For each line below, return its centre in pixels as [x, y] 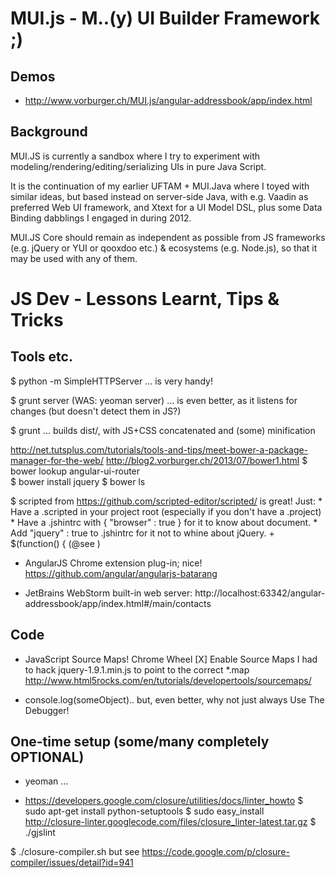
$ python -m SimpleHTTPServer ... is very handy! [111, 381]
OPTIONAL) [47, 757]
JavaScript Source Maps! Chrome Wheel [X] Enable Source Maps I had [171, 659]
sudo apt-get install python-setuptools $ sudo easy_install [144, 811]
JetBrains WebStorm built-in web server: [108, 593]
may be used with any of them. [74, 258]
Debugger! [47, 710]
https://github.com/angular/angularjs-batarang [121, 573]
